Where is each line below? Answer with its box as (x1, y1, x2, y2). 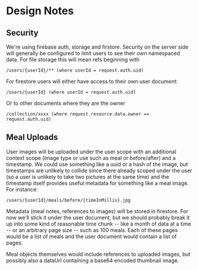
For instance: (6, 185, 38, 193)
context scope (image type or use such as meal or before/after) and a (6, 154, 176, 161)
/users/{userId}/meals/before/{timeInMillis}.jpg (6, 197, 131, 203)
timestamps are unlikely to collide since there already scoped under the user (6, 167, 193, 174)
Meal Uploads (6, 132, 58, 143)
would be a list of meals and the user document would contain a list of (6, 233, 177, 240)
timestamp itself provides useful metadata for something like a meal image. (6, 179, 189, 187)
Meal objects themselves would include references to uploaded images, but (6, 250, 191, 258)
